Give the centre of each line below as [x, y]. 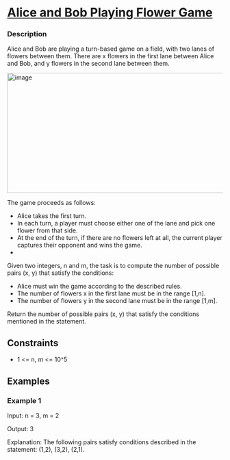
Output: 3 [21, 428]
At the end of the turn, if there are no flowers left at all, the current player [119, 238]
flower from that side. [47, 230]
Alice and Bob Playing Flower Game [110, 13]
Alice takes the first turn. [52, 216]
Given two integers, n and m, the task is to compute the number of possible [113, 266]
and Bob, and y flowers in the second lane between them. [88, 64]
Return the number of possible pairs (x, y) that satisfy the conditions [103, 314]
